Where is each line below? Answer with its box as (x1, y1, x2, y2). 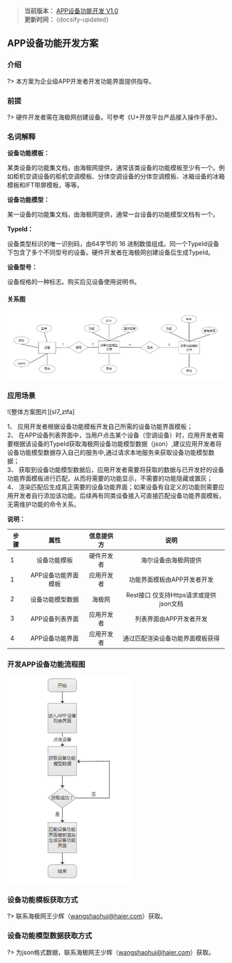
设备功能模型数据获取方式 (7, 931, 93, 941)
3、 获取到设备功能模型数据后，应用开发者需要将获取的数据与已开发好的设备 (7, 466, 224, 474)
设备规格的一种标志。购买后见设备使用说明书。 (7, 278, 140, 286)
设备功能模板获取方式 (7, 895, 78, 904)
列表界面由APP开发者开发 (135, 615, 208, 623)
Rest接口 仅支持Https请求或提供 (126, 590, 217, 599)
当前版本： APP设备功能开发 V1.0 (23, 7, 119, 15)
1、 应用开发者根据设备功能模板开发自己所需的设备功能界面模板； (7, 422, 193, 431)
